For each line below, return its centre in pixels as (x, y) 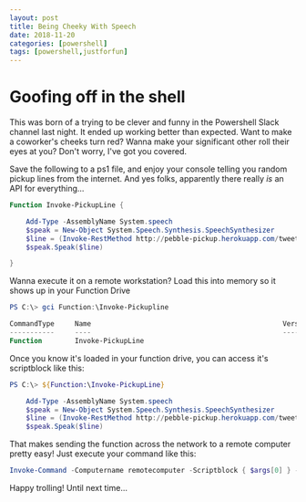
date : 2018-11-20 (42, 35)
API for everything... (47, 189)
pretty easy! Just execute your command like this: (103, 454)
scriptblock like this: (47, 368)
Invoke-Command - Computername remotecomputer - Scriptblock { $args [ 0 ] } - (154, 471)
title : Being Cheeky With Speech (73, 26)
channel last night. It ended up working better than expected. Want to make (151, 132)
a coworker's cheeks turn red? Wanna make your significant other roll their (149, 141)
